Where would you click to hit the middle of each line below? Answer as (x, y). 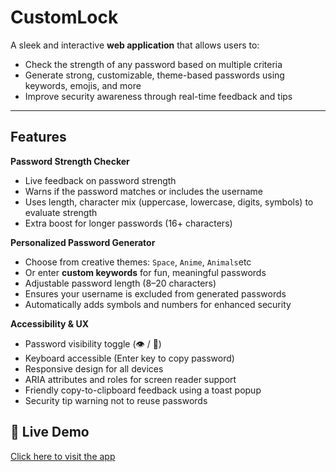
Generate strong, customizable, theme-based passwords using (154, 75)
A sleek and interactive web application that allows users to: (135, 45)
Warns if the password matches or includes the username (143, 191)
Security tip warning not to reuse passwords (116, 400)
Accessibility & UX (50, 323)
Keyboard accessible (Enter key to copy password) (129, 358)
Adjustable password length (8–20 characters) (120, 283)
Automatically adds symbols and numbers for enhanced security (158, 304)
